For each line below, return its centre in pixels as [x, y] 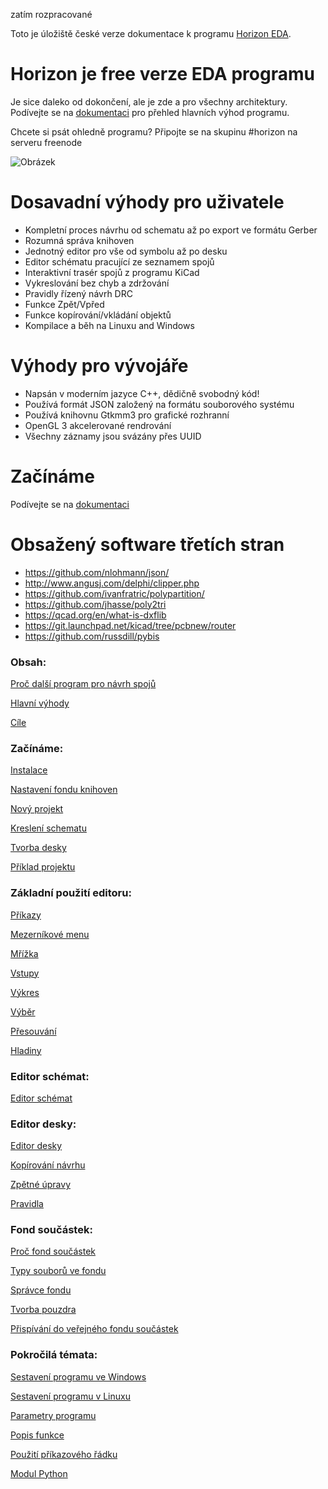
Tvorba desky [38, 848]
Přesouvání [33, 1031]
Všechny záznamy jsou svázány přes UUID [113, 436]
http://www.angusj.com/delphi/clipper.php [112, 583]
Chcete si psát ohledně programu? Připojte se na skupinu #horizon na [154, 131]
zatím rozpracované [51, 14]
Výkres [25, 992]
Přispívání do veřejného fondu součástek [94, 1329]
